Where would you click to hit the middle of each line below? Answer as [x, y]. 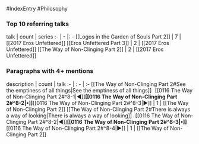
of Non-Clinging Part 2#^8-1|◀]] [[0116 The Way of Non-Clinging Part [92, 97]
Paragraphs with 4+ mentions [50, 71]
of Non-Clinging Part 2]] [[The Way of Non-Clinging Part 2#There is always [98, 109]
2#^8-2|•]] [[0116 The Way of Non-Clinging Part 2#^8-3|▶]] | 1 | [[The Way [97, 103]
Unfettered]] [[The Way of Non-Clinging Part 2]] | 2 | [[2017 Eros [85, 49]
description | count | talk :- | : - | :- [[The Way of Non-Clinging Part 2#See [96, 84]
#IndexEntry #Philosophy [37, 9]
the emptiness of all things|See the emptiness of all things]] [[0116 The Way [99, 90]
